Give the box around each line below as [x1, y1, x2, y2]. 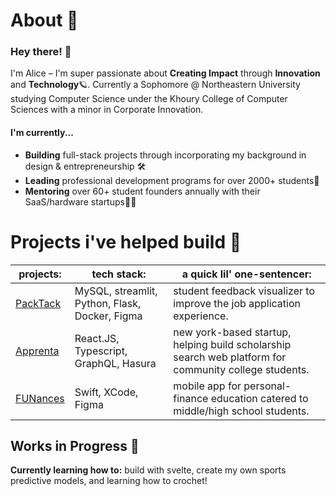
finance [173, 391, 209, 405]
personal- [243, 379, 292, 393]
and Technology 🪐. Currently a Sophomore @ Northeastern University [10, 79, 301, 91]
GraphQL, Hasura [74, 356, 157, 370]
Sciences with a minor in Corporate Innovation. [10, 104, 204, 116]
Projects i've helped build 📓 [10, 230, 242, 253]
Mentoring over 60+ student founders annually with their [24, 185, 261, 197]
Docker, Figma [74, 309, 143, 323]
